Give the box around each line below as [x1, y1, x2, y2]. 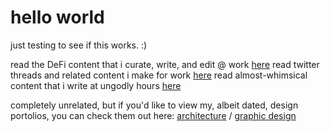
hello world [10, 6, 105, 29]
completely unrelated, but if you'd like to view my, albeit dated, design [10, 99, 299, 111]
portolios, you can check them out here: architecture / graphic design [10, 109, 297, 121]
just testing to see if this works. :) [10, 39, 148, 51]
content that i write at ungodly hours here [10, 79, 182, 91]
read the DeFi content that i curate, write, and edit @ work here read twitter [10, 58, 320, 70]
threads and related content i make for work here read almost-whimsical [10, 69, 308, 81]
